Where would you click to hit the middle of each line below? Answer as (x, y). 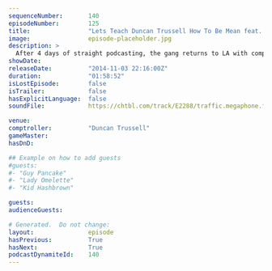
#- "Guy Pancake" (38, 173)
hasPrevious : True (56, 239)
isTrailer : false (57, 91)
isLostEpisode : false (57, 83)
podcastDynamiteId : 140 (54, 255)
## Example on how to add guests (65, 158)
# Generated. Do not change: (59, 224)
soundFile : (27, 106)
